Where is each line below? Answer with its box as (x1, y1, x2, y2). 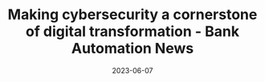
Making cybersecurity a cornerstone (7, 6, 258, 24)
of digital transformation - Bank (25, 22, 240, 41)
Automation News (71, 40, 194, 57)
